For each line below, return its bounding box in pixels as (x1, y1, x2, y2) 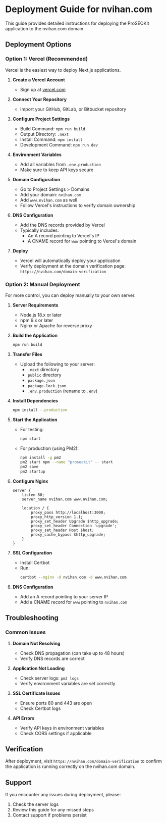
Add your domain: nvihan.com (20, 191, 82, 197)
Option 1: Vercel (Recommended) (5, 56, 88, 63)
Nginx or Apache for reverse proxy (20, 322, 92, 329)
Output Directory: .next (20, 131, 69, 137)
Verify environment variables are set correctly (20, 680, 116, 686)
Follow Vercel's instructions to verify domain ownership (20, 202, 136, 208)
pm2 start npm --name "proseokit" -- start (20, 459, 114, 465)
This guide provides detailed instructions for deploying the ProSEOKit (5, 20, 150, 26)
